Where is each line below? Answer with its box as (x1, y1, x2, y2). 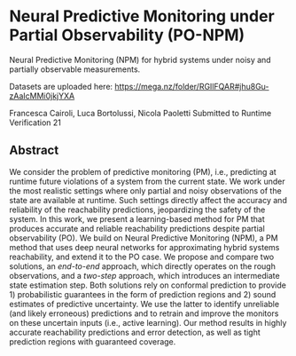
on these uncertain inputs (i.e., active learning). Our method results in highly (9, 317, 287, 328)
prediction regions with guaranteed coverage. (9, 336, 176, 347)
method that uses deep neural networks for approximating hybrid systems (9, 241, 280, 252)
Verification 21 (9, 117, 62, 128)
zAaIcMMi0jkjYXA (9, 91, 75, 101)
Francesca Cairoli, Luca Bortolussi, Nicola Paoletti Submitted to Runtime (9, 107, 272, 118)
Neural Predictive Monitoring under (9, 6, 275, 27)
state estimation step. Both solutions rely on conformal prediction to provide (9, 280, 286, 290)
